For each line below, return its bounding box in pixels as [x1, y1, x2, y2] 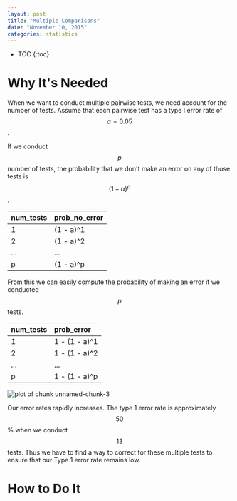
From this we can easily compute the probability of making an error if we [7, 278, 221, 286]
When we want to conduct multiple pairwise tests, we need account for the [7, 98, 228, 107]
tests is [7, 172, 28, 181]
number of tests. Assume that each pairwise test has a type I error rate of [7, 106, 223, 115]
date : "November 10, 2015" [7, 24, 88, 31]
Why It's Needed [7, 75, 109, 91]
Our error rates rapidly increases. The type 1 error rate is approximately [7, 403, 216, 412]
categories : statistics [7, 30, 78, 38]
